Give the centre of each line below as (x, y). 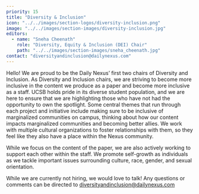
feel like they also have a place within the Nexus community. (80, 136)
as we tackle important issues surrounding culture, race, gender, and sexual (99, 160)
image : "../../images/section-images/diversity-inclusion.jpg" (86, 28)
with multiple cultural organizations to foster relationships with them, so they (99, 130)
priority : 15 (22, 12)
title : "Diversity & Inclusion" (46, 17)
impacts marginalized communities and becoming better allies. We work (94, 123)
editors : (17, 34)
